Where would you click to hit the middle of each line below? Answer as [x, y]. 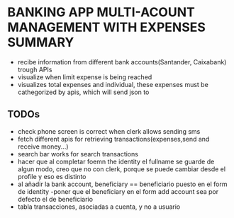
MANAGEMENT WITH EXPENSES [106, 27]
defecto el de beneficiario [55, 199]
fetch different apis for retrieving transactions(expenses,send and [113, 139]
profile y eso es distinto [52, 176]
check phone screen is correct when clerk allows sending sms [109, 131]
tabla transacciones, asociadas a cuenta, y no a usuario [99, 207]
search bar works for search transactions [78, 154]
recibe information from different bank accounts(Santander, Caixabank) [122, 62]
